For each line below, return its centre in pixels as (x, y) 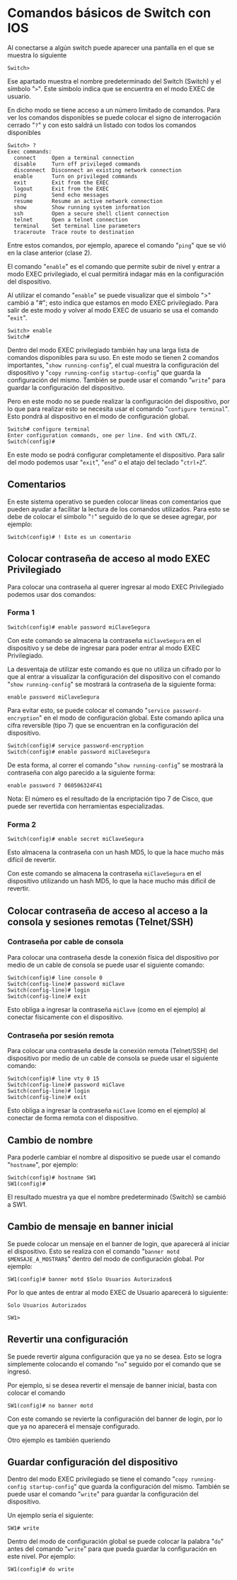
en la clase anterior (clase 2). (50, 252)
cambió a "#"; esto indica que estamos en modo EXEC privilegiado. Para (113, 303)
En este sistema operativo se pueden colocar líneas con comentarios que (114, 501)
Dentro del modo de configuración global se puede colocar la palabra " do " (116, 1541)
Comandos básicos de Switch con (109, 13)
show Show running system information (82, 207)
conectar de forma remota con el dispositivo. (73, 1118)
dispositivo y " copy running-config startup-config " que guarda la (104, 372)
